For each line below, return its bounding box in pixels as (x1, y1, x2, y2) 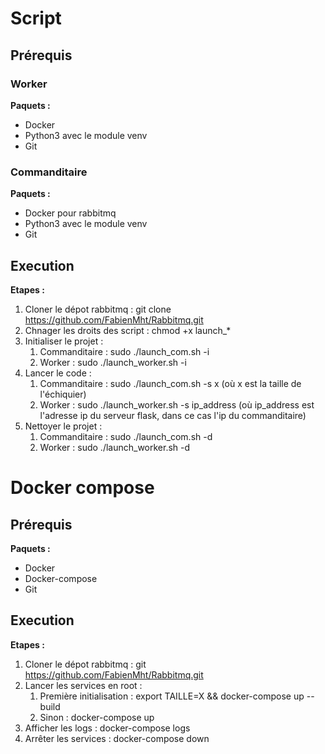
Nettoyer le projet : (24, 420, 103, 432)
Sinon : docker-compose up (39, 711, 155, 723)
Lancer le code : (24, 367, 92, 379)
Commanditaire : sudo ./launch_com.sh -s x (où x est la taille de (39, 377, 302, 389)
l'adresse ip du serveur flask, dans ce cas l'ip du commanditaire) (39, 409, 307, 421)
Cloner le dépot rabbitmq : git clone (24, 303, 172, 315)
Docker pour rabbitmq (24, 207, 117, 219)
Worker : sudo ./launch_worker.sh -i (39, 356, 187, 368)
